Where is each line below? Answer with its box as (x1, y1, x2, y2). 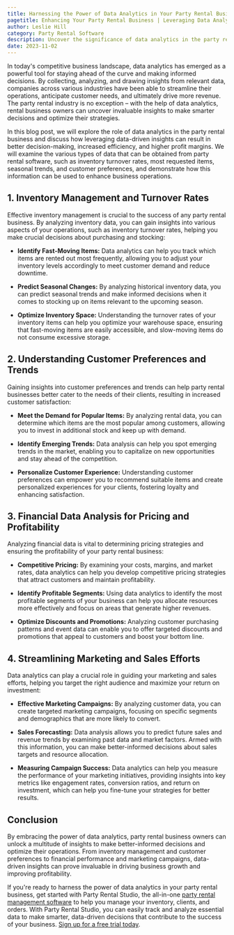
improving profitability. (7, 869, 72, 878)
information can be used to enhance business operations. (7, 172, 173, 180)
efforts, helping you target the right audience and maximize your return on (7, 679, 220, 687)
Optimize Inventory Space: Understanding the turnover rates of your (17, 310, 216, 319)
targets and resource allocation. (17, 751, 109, 759)
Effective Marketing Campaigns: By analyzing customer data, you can (17, 700, 221, 708)
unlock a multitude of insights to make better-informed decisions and (7, 840, 205, 848)
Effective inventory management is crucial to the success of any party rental (7, 210, 226, 219)
